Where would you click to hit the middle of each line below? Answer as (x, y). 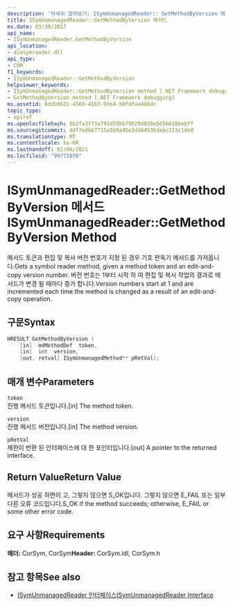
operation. (38, 298)
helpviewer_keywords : (38, 85)
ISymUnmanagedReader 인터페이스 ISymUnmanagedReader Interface (115, 595)
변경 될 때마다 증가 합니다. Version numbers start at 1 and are (110, 283)
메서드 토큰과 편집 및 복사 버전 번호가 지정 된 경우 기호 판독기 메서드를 (101, 257)
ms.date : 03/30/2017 (37, 26)
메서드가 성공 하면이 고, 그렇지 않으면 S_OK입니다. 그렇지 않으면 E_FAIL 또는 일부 (116, 495)
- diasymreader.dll (35, 53)
